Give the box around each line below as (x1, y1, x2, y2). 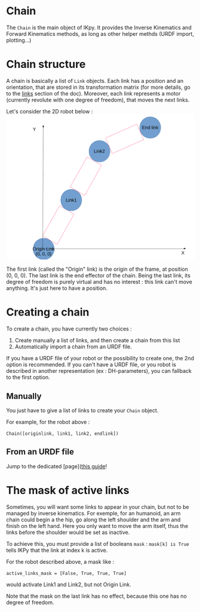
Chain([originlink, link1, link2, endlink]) (6, 431, 119, 437)
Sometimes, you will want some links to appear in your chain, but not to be (6, 503, 189, 511)
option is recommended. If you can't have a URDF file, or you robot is (6, 361, 176, 368)
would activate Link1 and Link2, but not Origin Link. (6, 580, 131, 588)
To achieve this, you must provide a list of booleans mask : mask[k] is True (6, 540, 189, 547)
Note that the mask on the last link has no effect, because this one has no (6, 592, 187, 599)
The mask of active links (6, 483, 130, 497)
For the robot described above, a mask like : (6, 558, 115, 565)
